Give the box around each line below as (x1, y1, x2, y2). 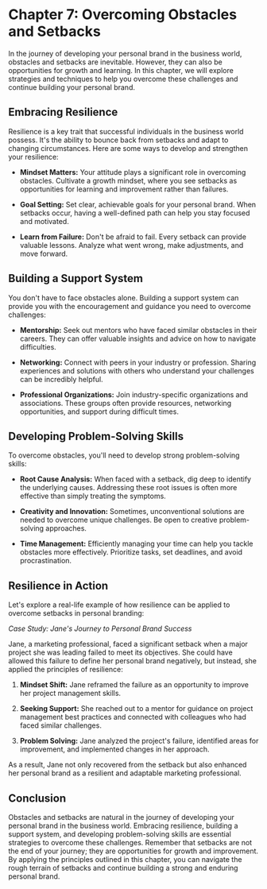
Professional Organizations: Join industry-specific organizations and (19, 389, 249, 399)
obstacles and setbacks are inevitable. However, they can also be (8, 57, 222, 67)
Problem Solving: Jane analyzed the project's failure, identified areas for (19, 736, 259, 746)
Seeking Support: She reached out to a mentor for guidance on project (19, 704, 253, 713)
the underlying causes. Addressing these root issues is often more (19, 483, 238, 493)
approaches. (45, 524, 87, 533)
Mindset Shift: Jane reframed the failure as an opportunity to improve (19, 680, 249, 690)
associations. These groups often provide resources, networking (19, 398, 232, 408)
